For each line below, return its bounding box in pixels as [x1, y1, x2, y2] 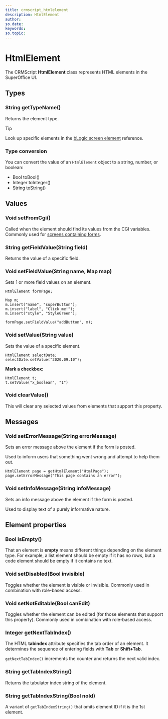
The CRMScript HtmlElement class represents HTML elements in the [5, 69, 148, 75]
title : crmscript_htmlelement [5, 7, 69, 13]
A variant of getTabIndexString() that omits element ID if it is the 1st [5, 703, 145, 709]
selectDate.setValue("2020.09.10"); [5, 357, 82, 362]
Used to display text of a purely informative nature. [5, 506, 110, 512]
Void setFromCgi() [5, 214, 51, 221]
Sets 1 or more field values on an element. [5, 279, 92, 285]
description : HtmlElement [5, 12, 59, 17]
